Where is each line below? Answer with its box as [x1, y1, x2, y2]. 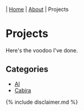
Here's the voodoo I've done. [5, 46, 78, 54]
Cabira [14, 86, 31, 94]
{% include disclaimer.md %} [5, 98, 78, 106]
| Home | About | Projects [5, 6, 69, 13]
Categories [5, 64, 49, 75]
